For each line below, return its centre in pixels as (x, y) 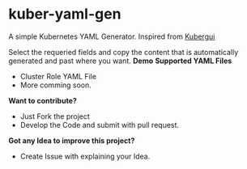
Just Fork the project (55, 116)
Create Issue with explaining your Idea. (85, 156)
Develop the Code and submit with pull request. (100, 125)
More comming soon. (55, 85)
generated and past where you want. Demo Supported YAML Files (120, 61)
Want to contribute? (43, 100)
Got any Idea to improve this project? (72, 140)
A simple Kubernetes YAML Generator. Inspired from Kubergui (112, 36)
